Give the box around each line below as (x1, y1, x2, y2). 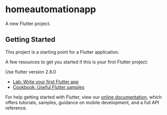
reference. (5, 105, 27, 111)
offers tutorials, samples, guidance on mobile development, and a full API (5, 99, 159, 105)
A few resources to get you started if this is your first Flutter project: (5, 59, 148, 65)
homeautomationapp (5, 4, 96, 15)
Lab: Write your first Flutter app (12, 78, 79, 85)
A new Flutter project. (5, 20, 51, 27)
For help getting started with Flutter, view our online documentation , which (5, 94, 162, 100)
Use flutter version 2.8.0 (5, 68, 56, 75)
